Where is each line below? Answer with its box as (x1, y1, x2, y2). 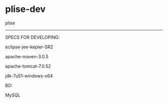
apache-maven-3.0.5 (5, 53, 49, 59)
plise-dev (5, 3, 46, 15)
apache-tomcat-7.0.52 (5, 63, 51, 69)
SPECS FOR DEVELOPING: (5, 34, 60, 40)
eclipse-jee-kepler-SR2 (5, 44, 53, 50)
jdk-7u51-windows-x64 (5, 73, 53, 79)
